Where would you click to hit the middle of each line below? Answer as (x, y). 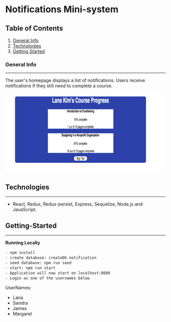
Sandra (20, 303)
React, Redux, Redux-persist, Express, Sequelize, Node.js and (78, 204)
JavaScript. (25, 210)
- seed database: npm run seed (38, 263)
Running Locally (23, 242)
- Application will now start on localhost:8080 (58, 273)
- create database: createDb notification (51, 258)
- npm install (20, 253)
